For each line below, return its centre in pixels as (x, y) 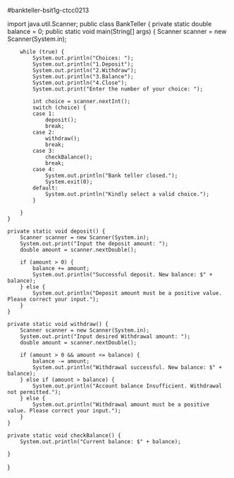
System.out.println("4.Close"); (80, 83)
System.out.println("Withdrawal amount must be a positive (121, 404)
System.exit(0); (69, 182)
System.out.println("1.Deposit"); (83, 64)
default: (45, 188)
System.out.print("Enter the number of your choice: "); (118, 89)
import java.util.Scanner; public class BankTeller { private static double (110, 24)
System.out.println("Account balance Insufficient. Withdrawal (127, 386)
